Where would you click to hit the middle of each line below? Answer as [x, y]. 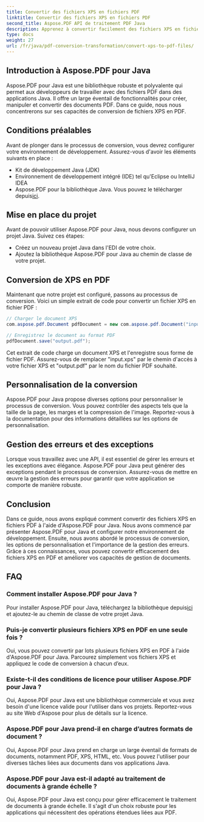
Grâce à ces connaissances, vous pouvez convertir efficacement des [93, 551]
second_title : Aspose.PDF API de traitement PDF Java [76, 23]
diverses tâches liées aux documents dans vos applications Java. [88, 763]
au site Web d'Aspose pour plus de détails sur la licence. [77, 713]
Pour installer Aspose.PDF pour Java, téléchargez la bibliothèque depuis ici [100, 608]
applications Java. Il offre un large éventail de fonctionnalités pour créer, [97, 98]
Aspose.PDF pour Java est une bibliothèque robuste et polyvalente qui [95, 85]
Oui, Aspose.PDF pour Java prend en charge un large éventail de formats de [102, 749]
